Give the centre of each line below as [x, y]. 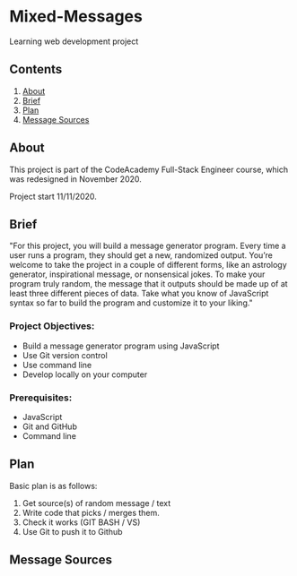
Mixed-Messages [76, 17]
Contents [36, 69]
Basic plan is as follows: [53, 486]
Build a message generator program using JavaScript [121, 346]
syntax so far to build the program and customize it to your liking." [131, 303]
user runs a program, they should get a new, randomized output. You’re [141, 255]
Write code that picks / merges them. [91, 512]
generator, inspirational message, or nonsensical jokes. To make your [137, 274]
